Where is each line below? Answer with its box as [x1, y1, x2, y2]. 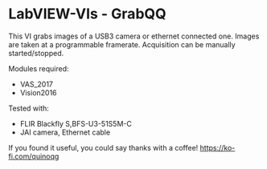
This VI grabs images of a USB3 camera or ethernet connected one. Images [8, 31, 260, 41]
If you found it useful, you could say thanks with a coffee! [8, 143, 199, 152]
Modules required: [8, 63, 70, 73]
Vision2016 [19, 87, 58, 97]
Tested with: [8, 103, 50, 113]
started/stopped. [8, 48, 64, 58]
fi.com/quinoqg [8, 151, 60, 161]
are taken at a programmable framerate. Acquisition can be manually [8, 39, 236, 49]
